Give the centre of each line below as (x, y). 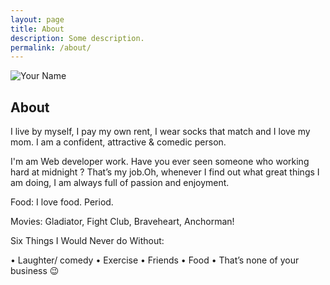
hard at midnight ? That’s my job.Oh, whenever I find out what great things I (165, 172)
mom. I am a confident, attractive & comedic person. (118, 142)
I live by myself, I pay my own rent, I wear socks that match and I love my (160, 132)
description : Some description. (77, 38)
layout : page (37, 19)
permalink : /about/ (51, 47)
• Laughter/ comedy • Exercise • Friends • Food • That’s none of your (155, 260)
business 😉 (35, 271)
